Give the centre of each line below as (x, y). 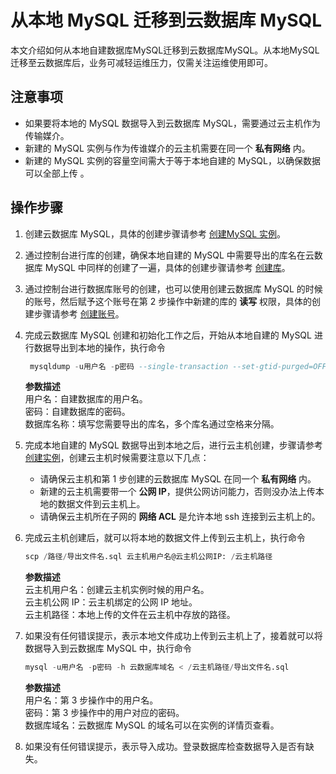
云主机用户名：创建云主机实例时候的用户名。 (117, 590)
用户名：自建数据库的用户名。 (86, 399)
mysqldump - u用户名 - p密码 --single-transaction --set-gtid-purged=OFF (178, 366)
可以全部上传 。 (57, 173)
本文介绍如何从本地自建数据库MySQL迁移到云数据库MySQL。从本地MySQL (165, 50)
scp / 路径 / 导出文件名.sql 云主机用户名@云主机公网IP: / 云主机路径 (148, 557)
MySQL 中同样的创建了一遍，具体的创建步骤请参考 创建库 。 (167, 267)
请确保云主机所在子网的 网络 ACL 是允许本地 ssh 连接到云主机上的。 (180, 517)
